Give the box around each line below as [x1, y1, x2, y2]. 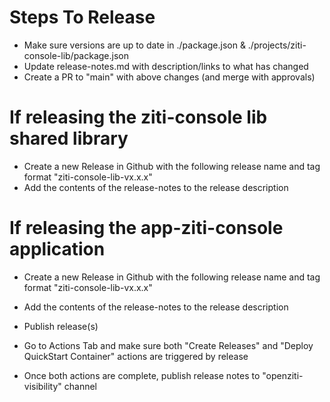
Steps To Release [9, 6, 156, 29]
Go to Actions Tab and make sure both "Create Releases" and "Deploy [23, 339, 314, 351]
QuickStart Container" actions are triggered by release [23, 350, 249, 362]
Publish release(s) [23, 320, 99, 332]
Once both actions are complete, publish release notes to [23, 369, 261, 381]
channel [63, 380, 97, 392]
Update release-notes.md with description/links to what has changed [23, 60, 309, 72]
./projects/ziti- [247, 39, 307, 51]
